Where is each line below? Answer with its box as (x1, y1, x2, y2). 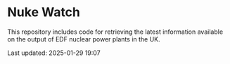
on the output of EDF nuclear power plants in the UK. (7, 34, 160, 43)
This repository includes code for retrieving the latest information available (7, 27, 224, 36)
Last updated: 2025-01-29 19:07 (7, 49, 101, 57)
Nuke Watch (7, 4, 81, 20)
